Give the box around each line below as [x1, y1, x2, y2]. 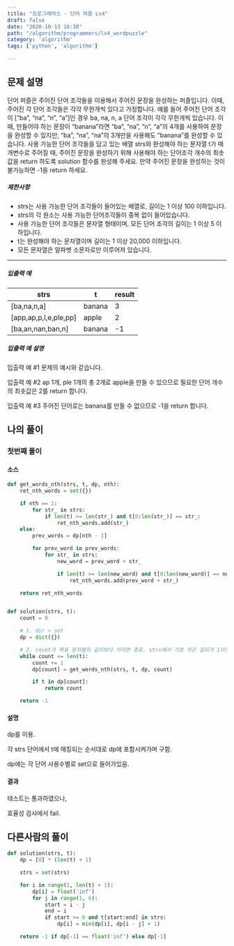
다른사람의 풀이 [7, 831, 69, 843]
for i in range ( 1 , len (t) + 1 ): [19, 881, 114, 889]
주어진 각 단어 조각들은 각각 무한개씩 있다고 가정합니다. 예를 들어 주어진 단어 [7, 105, 214, 113]
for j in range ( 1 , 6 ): [32, 894, 98, 901]
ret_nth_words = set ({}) [19, 487, 92, 495]
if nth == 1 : [19, 500, 58, 507]
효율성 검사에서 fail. [7, 809, 61, 817]
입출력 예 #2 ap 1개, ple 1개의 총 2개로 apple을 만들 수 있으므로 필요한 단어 [7, 378, 210, 386]
